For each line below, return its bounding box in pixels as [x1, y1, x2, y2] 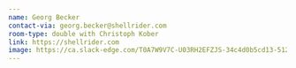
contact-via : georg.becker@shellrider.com [8, 21, 167, 30]
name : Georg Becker [8, 12, 80, 22]
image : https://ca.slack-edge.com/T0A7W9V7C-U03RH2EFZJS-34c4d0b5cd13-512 [8, 46, 290, 55]
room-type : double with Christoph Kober [8, 29, 160, 38]
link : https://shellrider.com [8, 37, 120, 47]
